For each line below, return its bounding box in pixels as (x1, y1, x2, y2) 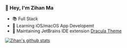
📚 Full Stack (12, 16, 38, 22)
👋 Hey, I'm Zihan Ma (5, 4, 54, 11)
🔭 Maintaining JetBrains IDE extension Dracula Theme (12, 28, 122, 34)
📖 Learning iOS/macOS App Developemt (12, 23, 95, 29)
